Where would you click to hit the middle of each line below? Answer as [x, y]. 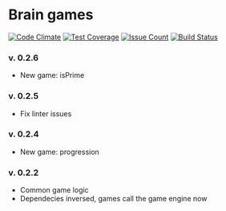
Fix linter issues [46, 113]
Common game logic [54, 190]
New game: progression [60, 152]
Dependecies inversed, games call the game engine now [113, 199]
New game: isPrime [52, 75]
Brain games [51, 15]
